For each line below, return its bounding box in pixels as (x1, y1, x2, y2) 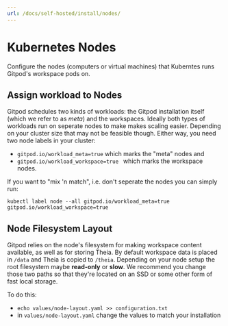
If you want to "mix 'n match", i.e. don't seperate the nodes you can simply (7, 177, 218, 186)
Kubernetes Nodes (7, 39, 116, 55)
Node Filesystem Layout (7, 223, 113, 234)
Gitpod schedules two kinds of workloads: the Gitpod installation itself (7, 108, 205, 116)
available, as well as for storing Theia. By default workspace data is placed (7, 248, 218, 257)
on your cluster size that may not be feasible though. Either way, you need (7, 129, 217, 138)
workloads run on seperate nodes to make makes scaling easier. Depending (7, 122, 221, 130)
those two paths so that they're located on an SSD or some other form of (7, 270, 213, 278)
